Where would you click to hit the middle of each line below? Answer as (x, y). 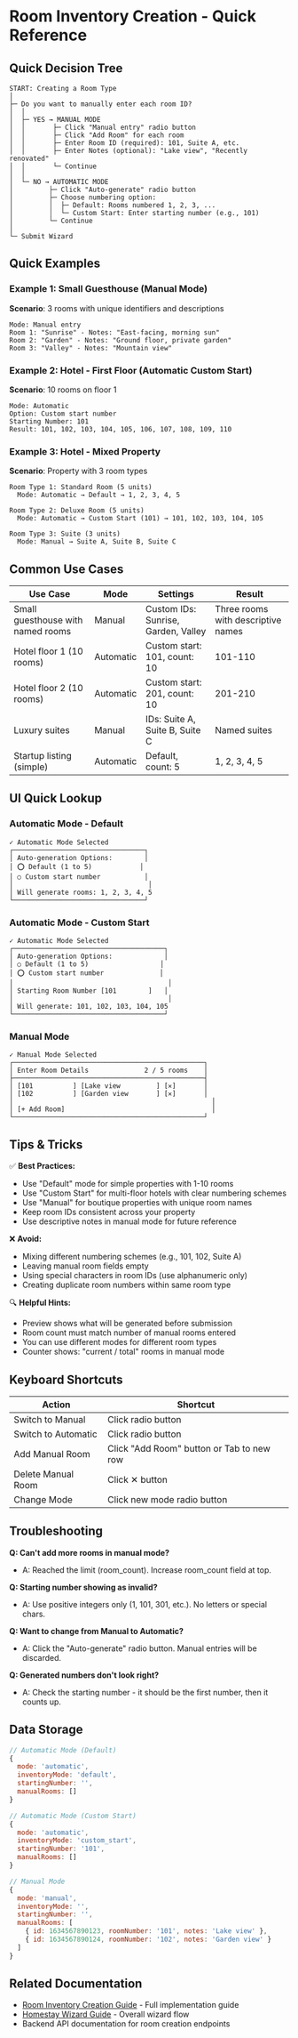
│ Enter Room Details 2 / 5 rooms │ (109, 1071)
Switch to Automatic (55, 1434)
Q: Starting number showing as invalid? (83, 1587)
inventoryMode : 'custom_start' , (77, 1841)
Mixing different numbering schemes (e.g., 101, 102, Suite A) (132, 1257)
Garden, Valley (176, 632)
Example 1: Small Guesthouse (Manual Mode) (109, 289)
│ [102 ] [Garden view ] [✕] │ (109, 1094)
